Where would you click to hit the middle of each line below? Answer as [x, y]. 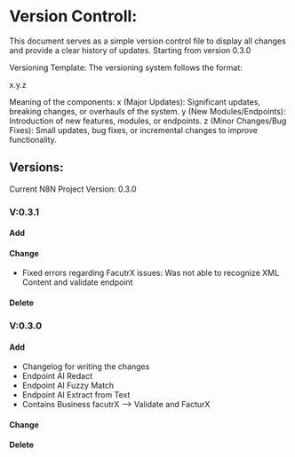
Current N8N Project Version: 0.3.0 [73, 189]
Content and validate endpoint [77, 282]
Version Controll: [73, 16]
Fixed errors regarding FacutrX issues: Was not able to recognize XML [151, 273]
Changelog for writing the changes [86, 366]
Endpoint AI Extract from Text [76, 395]
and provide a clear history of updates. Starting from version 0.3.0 [130, 50]
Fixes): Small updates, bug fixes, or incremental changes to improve [133, 130]
